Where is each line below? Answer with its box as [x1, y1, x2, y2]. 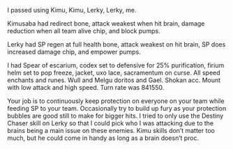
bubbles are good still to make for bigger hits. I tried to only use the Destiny [7, 111, 224, 120]
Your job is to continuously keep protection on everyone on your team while [7, 97, 225, 105]
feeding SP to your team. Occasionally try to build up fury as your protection [7, 104, 227, 112]
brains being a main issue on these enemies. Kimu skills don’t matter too [7, 127, 215, 134]
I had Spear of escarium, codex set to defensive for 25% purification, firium [7, 61, 225, 69]
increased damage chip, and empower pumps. [7, 48, 141, 56]
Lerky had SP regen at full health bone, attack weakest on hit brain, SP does [7, 40, 226, 48]
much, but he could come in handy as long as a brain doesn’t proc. [7, 134, 200, 142]
